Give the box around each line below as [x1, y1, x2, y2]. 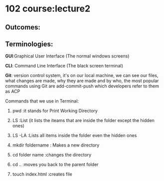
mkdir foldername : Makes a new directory [12, 142, 100, 148]
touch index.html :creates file [12, 171, 72, 177]
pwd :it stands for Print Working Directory [12, 108, 98, 114]
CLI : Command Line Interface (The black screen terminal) [5, 63, 123, 69]
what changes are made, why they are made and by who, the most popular [5, 78, 159, 84]
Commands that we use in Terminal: [5, 98, 79, 104]
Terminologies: [5, 39, 53, 48]
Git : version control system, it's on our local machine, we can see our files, [5, 72, 159, 78]
